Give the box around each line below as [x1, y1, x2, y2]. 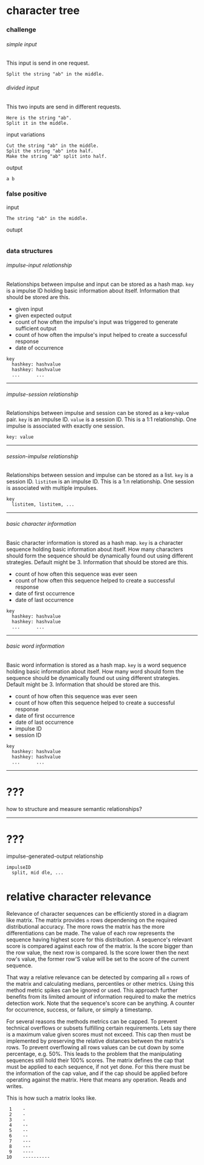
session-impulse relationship [6, 452, 79, 460]
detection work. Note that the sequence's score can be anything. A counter [6, 999, 195, 1007]
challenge [6, 26, 36, 34]
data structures [6, 246, 53, 255]
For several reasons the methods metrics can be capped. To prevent [6, 1018, 178, 1025]
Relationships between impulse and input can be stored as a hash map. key [6, 280, 194, 288]
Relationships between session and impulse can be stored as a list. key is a [6, 472, 193, 479]
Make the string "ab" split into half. [6, 153, 107, 159]
